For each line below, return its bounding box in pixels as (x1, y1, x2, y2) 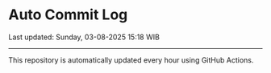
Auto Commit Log (8, 6, 128, 24)
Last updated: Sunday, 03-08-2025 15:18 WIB (8, 32, 160, 42)
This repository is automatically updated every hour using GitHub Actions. (8, 55, 254, 65)
